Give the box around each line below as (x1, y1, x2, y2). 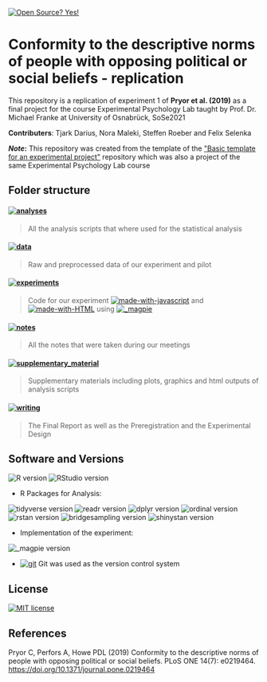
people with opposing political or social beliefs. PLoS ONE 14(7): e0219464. (8, 656, 257, 665)
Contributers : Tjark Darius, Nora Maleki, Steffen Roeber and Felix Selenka (8, 128, 252, 137)
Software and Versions (8, 451, 124, 466)
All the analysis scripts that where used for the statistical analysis (27, 223, 243, 233)
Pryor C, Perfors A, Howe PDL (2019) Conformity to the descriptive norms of (8, 647, 259, 657)
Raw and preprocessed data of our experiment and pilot (27, 259, 212, 269)
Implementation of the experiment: (19, 528, 134, 538)
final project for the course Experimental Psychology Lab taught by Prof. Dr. (8, 104, 257, 113)
